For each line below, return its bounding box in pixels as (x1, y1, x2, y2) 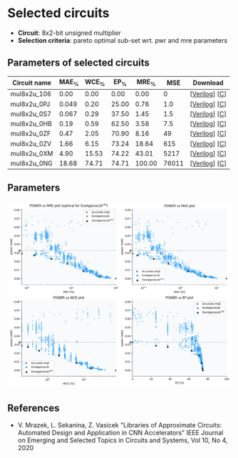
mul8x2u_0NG (10, 159, 53, 168)
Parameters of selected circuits (7, 57, 150, 69)
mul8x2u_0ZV (10, 139, 52, 147)
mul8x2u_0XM (10, 149, 53, 157)
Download (192, 78, 224, 87)
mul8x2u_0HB (10, 120, 52, 128)
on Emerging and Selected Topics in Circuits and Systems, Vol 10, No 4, (17, 436, 228, 444)
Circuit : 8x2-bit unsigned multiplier (17, 28, 121, 37)
